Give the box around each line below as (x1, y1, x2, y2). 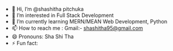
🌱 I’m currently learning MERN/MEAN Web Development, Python (11, 18, 168, 25)
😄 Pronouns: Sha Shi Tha (11, 33, 74, 40)
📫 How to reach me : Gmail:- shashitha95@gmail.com (11, 25, 144, 32)
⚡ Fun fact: (11, 40, 38, 46)
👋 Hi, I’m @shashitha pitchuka (11, 6, 84, 12)
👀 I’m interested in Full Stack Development (11, 12, 114, 19)
